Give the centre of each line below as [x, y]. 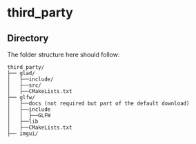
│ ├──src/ [24, 85]
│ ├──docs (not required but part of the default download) [98, 103]
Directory [28, 38]
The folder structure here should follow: [63, 54]
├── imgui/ [23, 134]
